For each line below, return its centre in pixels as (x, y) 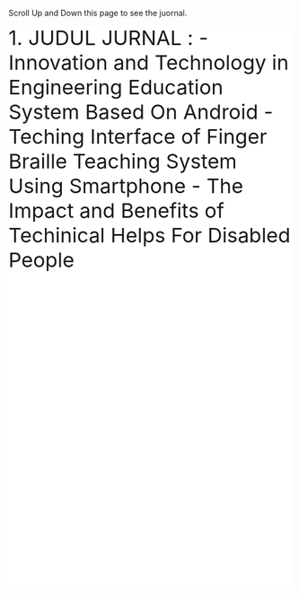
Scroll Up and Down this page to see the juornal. (98, 13)
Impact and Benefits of (117, 210)
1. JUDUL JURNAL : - (108, 38)
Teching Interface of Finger (138, 136)
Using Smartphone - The (126, 186)
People (42, 260)
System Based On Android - (141, 112)
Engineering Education (116, 87)
